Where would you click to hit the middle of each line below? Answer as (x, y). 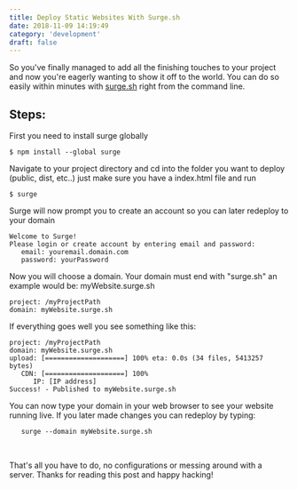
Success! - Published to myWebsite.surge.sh (93, 389)
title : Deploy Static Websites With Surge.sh (94, 17)
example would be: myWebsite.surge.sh (82, 286)
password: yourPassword (65, 260)
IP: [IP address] (65, 382)
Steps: (27, 114)
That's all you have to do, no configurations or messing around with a (136, 465)
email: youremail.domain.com (74, 253)
